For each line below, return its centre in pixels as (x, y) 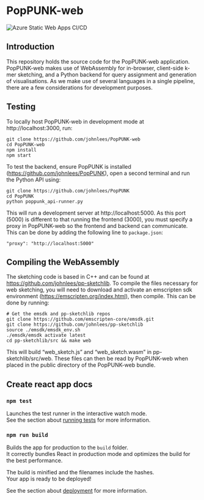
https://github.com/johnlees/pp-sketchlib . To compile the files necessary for (102, 283)
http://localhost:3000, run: (39, 128)
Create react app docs (49, 384)
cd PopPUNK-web (26, 144)
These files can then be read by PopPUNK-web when (121, 359)
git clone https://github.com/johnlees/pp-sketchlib (75, 325)
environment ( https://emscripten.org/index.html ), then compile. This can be (101, 296)
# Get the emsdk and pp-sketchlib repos (59, 314)
